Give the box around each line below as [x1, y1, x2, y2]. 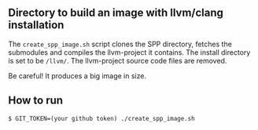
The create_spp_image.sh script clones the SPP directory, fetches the [8, 39, 232, 49]
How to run [8, 94, 64, 107]
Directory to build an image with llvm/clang [8, 6, 224, 20]
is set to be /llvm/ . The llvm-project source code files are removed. [8, 56, 227, 65]
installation [8, 19, 64, 32]
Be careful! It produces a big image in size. [8, 70, 147, 81]
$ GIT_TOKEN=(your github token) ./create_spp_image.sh [8, 114, 195, 122]
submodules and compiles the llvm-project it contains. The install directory [8, 47, 251, 57]
